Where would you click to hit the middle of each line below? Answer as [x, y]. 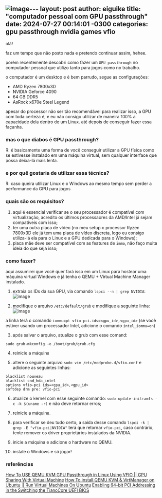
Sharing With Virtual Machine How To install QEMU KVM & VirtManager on [80, 480]
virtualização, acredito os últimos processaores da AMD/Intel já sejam [82, 217]
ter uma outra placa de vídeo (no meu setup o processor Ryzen [76, 227]
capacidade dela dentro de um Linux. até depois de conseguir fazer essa [79, 122]
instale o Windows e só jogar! [42, 452]
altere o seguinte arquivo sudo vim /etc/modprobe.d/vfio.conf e [77, 362]
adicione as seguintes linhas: [42, 368]
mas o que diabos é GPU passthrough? [52, 139]
